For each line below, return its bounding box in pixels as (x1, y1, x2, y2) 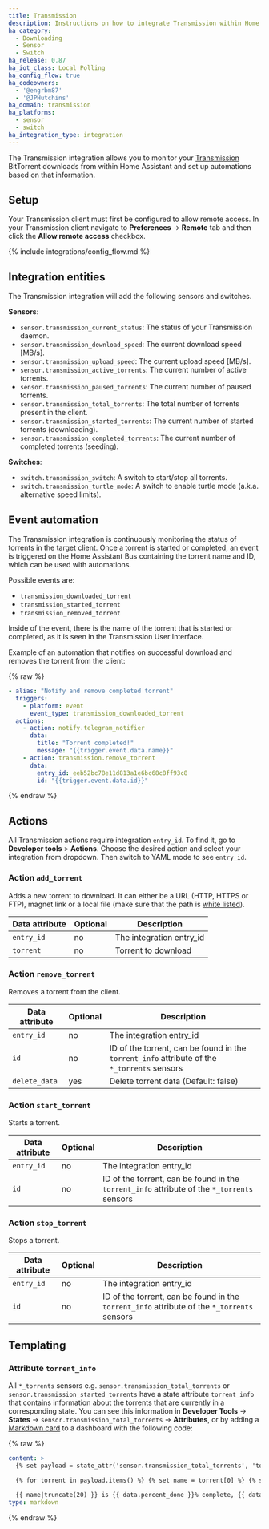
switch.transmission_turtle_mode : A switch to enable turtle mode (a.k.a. (19, 482, 259, 491)
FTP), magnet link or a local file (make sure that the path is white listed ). (8, 899, 246, 909)
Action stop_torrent (8, 1217, 87, 1228)
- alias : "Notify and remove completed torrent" (8, 687, 174, 696)
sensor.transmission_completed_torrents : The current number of (19, 434, 236, 443)
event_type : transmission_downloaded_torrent (29, 709, 184, 717)
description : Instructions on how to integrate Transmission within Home (8, 19, 260, 27)
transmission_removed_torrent (19, 610, 122, 618)
